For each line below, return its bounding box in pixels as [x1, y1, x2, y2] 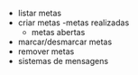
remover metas [17, 46, 75, 57]
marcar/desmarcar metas [17, 36, 113, 47]
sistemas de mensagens [17, 56, 109, 66]
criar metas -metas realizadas [17, 17, 130, 28]
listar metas [17, 8, 62, 18]
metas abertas [31, 27, 86, 37]
